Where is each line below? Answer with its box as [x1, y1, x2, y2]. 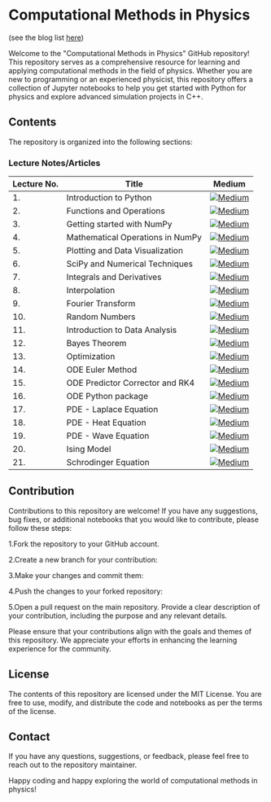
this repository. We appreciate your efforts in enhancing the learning [8, 635, 238, 645]
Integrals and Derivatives [66, 271, 162, 283]
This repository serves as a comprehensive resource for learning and [8, 57, 240, 67]
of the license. [8, 706, 57, 716]
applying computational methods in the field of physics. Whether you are [8, 65, 253, 75]
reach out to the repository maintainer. [8, 760, 137, 770]
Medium [212, 178, 246, 190]
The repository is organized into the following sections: [8, 137, 193, 147]
